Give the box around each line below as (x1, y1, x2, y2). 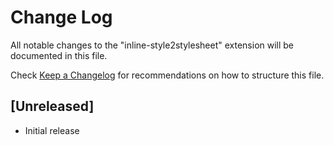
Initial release (24, 124, 80, 136)
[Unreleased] (10, 98, 95, 115)
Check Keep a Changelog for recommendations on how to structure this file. (10, 69, 325, 81)
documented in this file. (10, 49, 108, 61)
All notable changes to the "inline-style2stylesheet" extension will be (10, 39, 295, 51)
